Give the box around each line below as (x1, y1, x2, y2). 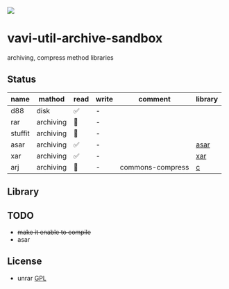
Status (7, 74, 37, 85)
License (7, 256, 42, 267)
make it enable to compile (17, 228, 92, 236)
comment (138, 94, 171, 104)
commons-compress (119, 162, 189, 172)
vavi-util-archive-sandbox (7, 31, 163, 47)
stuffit (10, 129, 30, 138)
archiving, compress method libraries (7, 53, 114, 62)
